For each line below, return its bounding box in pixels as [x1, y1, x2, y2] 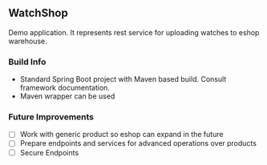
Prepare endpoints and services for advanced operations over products [19, 139, 257, 148]
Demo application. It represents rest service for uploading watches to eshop [8, 27, 260, 37]
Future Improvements [8, 111, 95, 123]
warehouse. [8, 36, 48, 46]
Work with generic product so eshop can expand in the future [19, 130, 224, 139]
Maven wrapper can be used [19, 91, 115, 101]
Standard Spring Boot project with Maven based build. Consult [19, 74, 227, 84]
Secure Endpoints [19, 147, 79, 157]
